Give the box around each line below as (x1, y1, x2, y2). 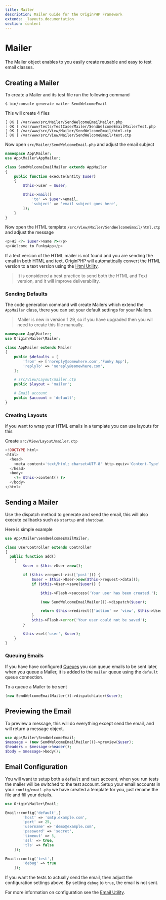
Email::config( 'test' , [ (5, 856, 54, 861)
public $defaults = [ (14, 354, 58, 359)
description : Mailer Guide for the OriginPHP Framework (5, 12, 123, 17)
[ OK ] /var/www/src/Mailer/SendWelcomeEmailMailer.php (5, 120, 123, 125)
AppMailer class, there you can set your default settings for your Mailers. (5, 307, 153, 313)
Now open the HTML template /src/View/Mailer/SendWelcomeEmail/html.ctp (5, 224, 161, 230)
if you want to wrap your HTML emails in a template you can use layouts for (5, 423, 159, 429)
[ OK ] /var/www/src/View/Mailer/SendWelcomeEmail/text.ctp (5, 133, 132, 138)
